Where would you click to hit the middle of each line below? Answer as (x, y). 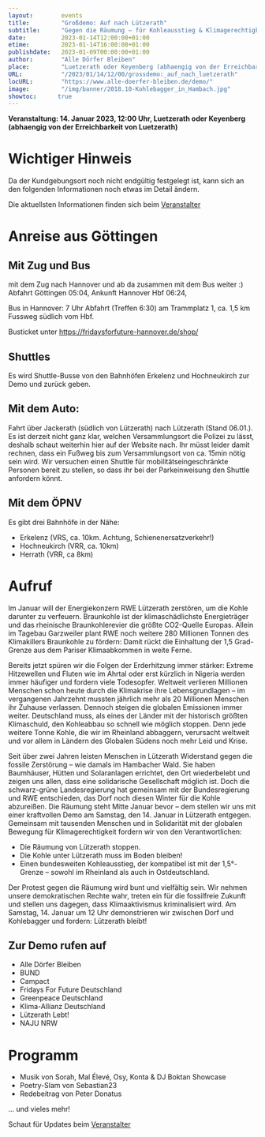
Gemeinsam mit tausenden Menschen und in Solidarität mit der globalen (125, 823)
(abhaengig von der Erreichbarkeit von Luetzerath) (93, 127)
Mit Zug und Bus (49, 265)
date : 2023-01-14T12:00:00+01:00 (79, 38)
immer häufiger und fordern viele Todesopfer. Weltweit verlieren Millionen (128, 682)
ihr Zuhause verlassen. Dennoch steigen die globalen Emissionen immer (125, 707)
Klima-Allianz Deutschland (62, 1007)
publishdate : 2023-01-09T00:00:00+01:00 (79, 52)
